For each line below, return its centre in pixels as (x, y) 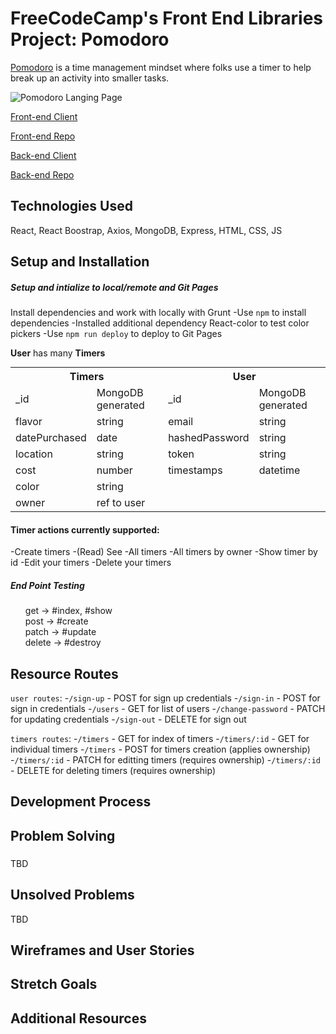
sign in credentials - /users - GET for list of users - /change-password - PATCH (168, 709)
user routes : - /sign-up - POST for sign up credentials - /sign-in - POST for (165, 698)
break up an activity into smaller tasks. (90, 78)
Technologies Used (71, 206)
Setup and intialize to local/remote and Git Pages (114, 287)
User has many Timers (58, 353)
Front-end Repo (43, 136)
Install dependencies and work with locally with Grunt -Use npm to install (158, 313)
